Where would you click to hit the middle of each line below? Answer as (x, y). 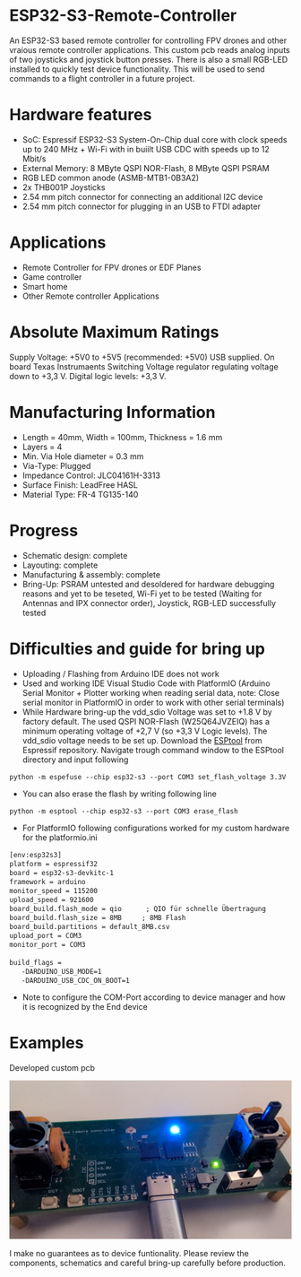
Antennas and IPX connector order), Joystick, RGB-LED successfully (149, 603)
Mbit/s (34, 159)
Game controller (52, 277)
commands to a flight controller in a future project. (102, 78)
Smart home (45, 286)
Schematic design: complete (75, 555)
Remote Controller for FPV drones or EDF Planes (112, 267)
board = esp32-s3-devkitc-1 (62, 873)
